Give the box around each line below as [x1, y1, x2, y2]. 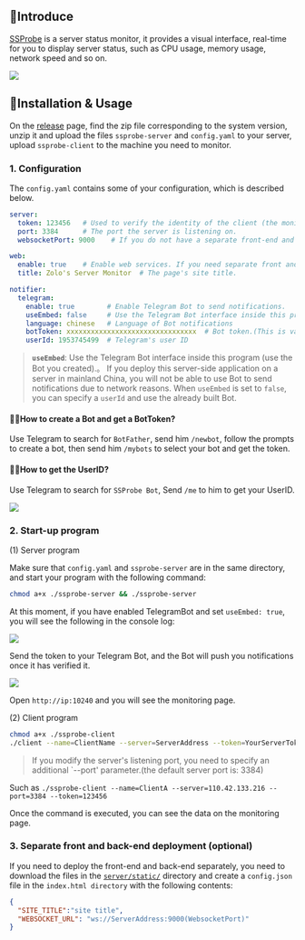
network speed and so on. [9, 52, 107, 64]
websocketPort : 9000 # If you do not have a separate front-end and [17, 235, 295, 245]
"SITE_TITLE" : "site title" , [17, 905, 124, 915]
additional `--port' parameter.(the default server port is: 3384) [31, 765, 264, 775]
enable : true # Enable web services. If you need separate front [17, 260, 282, 269]
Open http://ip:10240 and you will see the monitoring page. [9, 695, 236, 705]
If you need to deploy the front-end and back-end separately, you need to [9, 860, 286, 871]
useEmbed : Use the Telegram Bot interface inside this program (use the [31, 352, 293, 364]
